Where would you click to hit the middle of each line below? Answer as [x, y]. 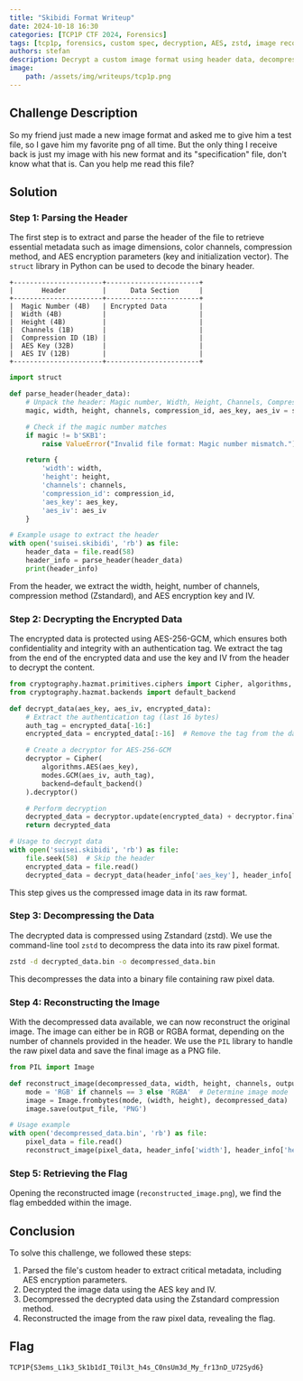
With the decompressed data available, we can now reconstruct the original [150, 1022]
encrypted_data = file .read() [83, 867]
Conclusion [42, 1231]
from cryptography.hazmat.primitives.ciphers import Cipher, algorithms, [151, 684]
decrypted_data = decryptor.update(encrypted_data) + [129, 817]
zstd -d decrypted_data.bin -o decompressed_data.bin [113, 961]
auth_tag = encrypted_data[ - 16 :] [88, 725]
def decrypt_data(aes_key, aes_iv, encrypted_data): [110, 709]
